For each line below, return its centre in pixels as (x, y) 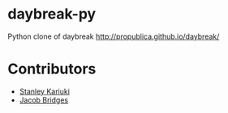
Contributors (52, 69)
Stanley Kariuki (45, 91)
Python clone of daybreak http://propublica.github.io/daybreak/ (114, 36)
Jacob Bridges (44, 100)
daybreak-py (52, 14)
